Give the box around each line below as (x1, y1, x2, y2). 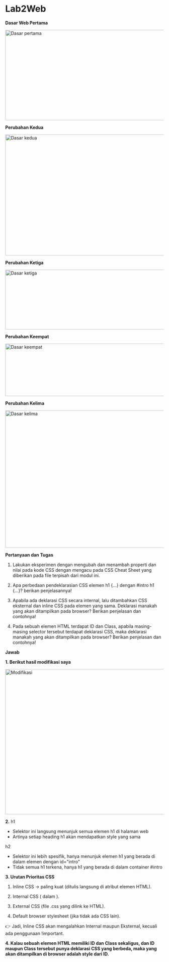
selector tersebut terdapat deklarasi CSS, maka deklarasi (29, 628, 147, 634)
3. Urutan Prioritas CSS (5, 874, 55, 880)
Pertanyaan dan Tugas (5, 552, 54, 558)
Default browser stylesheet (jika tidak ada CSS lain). (12, 913, 121, 919)
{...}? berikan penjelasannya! (12, 587, 72, 593)
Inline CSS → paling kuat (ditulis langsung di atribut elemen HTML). (12, 883, 152, 890)
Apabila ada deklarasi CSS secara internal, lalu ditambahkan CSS (12, 597, 147, 603)
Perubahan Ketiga (5, 259, 44, 265)
